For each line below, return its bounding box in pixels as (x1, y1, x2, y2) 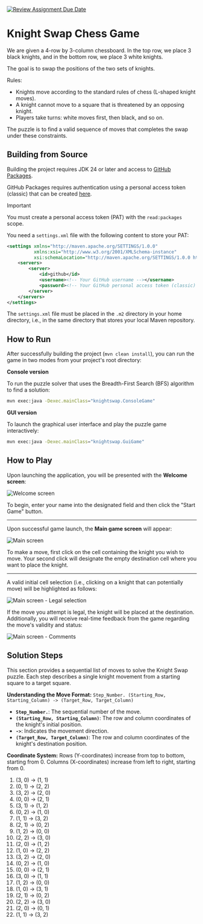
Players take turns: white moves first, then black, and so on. (15, 113, 164, 121)
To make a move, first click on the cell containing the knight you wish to (7, 548, 184, 555)
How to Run (7, 334, 51, 344)
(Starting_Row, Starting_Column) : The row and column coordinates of (15, 714, 192, 721)
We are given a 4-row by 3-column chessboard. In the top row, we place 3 (7, 46, 192, 54)
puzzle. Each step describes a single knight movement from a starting (7, 673, 180, 680)
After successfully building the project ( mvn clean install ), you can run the (7, 350, 195, 357)
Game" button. (7, 508, 43, 515)
